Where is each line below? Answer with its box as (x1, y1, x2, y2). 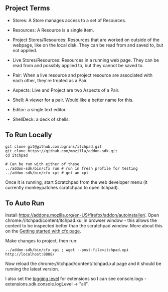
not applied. (12, 47, 38, 53)
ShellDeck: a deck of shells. (12, 116, 70, 122)
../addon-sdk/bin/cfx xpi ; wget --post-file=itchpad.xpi (5, 247, 129, 252)
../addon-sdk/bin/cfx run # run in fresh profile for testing (5, 166, 138, 171)
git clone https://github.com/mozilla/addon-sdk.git (5, 148, 118, 153)
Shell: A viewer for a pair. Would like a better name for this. (12, 97, 134, 103)
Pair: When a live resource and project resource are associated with (12, 72, 153, 78)
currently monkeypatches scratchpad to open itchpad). (5, 184, 119, 190)
